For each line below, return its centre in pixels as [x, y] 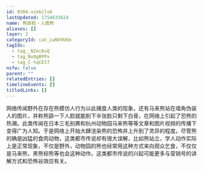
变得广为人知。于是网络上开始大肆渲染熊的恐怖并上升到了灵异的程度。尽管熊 [101, 131]
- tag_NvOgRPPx [31, 57]
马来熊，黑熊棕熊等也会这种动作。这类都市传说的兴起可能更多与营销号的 [101, 153]
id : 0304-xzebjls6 [29, 12]
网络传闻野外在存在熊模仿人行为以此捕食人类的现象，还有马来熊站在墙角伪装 [101, 108]
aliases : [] [21, 29]
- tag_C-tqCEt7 [31, 62]
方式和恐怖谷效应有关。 [40, 161]
